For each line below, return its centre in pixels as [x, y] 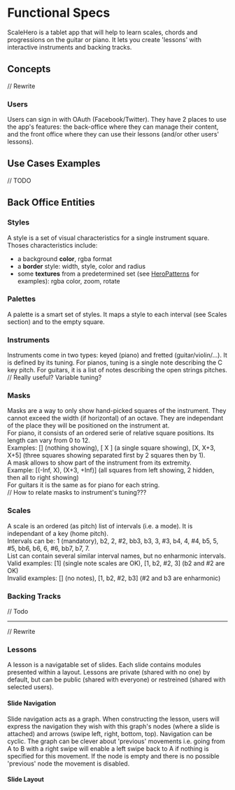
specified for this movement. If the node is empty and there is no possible [114, 756]
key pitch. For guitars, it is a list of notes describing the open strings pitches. [117, 370]
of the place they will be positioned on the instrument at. [88, 425]
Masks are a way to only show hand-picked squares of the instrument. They [117, 411]
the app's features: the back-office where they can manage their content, [113, 127]
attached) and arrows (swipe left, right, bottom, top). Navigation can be [110, 733]
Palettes [22, 299]
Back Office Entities [51, 203]
